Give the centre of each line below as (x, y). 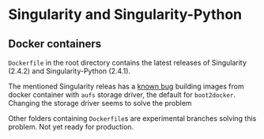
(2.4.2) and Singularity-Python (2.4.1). (70, 71)
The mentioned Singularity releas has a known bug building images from (126, 86)
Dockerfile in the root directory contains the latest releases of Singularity (128, 62)
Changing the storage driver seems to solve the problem (100, 103)
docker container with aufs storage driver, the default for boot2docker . (122, 95)
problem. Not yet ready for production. (71, 127)
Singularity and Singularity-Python (125, 15)
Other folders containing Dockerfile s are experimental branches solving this (132, 118)
